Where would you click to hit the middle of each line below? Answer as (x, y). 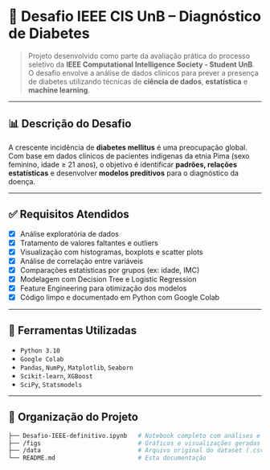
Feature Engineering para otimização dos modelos (103, 288)
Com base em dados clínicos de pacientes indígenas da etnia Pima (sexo (129, 155)
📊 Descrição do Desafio (70, 124)
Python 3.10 (40, 350)
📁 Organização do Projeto (74, 417)
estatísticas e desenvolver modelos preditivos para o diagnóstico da (124, 173)
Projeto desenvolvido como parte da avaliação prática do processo (139, 56)
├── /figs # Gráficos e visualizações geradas (135, 443)
